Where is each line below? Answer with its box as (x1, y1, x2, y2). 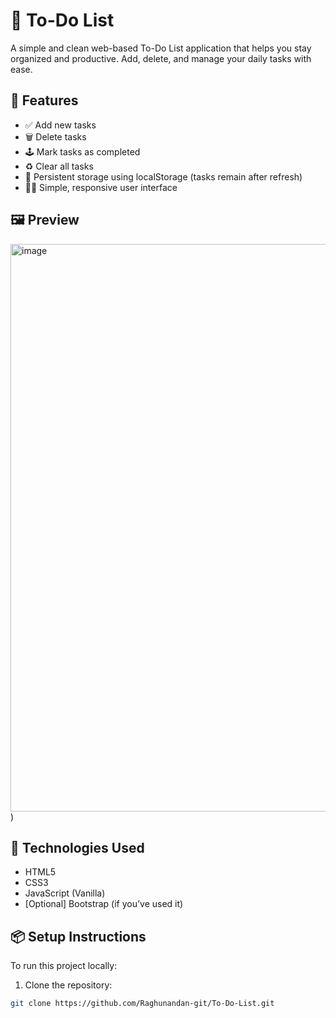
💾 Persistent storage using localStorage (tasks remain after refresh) (24, 170, 303, 183)
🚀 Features (10, 92, 79, 109)
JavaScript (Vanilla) (24, 887, 106, 899)
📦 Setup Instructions (10, 928, 147, 945)
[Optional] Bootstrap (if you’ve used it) (24, 898, 184, 910)
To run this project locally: (10, 960, 118, 972)
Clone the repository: (24, 979, 113, 991)
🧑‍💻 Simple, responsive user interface (24, 181, 178, 193)
